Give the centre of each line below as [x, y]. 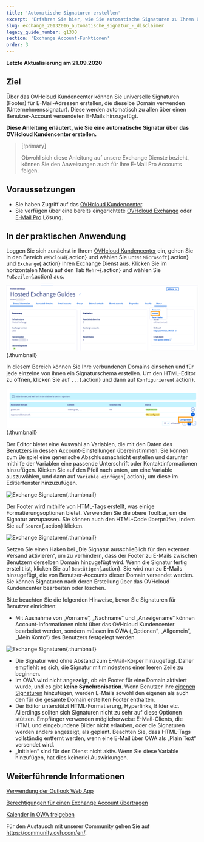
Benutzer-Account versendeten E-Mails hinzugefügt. [72, 116]
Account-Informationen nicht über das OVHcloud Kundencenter [95, 624]
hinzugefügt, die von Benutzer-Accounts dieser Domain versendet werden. [100, 575]
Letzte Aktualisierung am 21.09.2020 [54, 63]
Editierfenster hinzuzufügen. [42, 483]
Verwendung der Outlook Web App [50, 791]
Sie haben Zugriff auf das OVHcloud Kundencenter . [79, 204]
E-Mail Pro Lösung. [39, 217]
